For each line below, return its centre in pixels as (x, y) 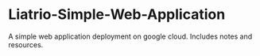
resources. (26, 44)
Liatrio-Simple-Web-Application (117, 15)
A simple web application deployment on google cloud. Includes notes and (130, 36)
